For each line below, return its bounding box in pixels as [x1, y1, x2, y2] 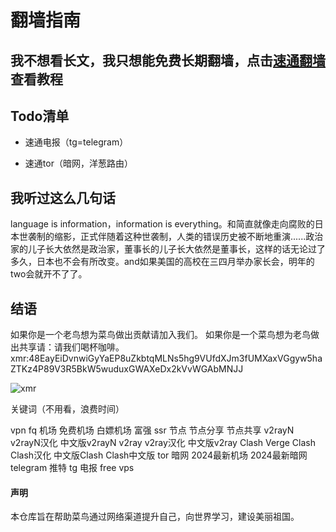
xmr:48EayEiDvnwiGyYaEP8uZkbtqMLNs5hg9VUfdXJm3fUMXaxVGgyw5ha [10, 352, 323, 365]
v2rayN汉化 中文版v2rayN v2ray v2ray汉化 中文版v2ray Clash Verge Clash [10, 437, 316, 449]
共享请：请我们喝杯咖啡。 [18, 341, 125, 353]
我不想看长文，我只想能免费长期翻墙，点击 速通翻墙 [10, 52, 326, 69]
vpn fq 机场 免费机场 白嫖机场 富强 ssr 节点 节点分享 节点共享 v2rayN [10, 424, 295, 436]
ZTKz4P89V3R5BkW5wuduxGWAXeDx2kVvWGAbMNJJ [10, 363, 244, 375]
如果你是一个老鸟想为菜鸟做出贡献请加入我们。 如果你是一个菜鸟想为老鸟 [10, 329, 311, 341]
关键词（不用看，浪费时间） [10, 403, 125, 415]
